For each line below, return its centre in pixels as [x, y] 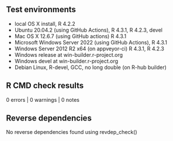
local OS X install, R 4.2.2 [45, 23]
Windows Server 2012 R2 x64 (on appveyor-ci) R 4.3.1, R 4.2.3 [89, 49]
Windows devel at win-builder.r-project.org [66, 61]
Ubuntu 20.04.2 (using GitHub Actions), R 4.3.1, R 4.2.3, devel [88, 30]
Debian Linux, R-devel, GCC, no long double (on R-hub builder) [90, 67]
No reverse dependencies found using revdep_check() [72, 132]
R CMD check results [45, 86]
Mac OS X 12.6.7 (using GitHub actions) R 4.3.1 [70, 36]
